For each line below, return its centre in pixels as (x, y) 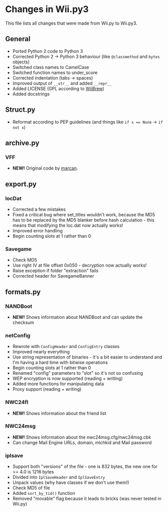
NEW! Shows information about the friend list (59, 413)
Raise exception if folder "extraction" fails (55, 271)
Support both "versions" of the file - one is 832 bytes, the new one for (85, 467)
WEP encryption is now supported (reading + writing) (67, 379)
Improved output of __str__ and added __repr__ (62, 83)
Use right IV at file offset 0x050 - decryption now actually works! (79, 266)
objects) (21, 62)
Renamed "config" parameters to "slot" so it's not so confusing (78, 373)
